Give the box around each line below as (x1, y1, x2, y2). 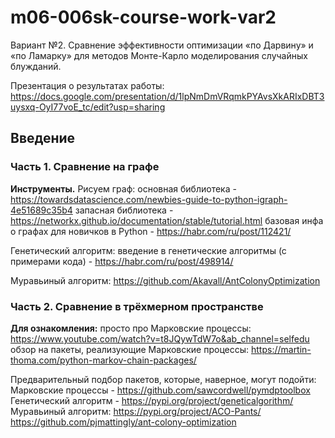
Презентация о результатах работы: (10, 79, 165, 91)
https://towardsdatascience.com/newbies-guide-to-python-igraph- (10, 193, 288, 205)
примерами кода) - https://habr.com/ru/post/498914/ (10, 255, 234, 267)
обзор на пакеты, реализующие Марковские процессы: (10, 343, 250, 355)
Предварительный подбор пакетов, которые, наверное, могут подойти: (10, 373, 317, 385)
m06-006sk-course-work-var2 (10, 6, 277, 29)
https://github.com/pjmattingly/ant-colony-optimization (10, 416, 237, 428)
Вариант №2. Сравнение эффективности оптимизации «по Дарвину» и (10, 39, 314, 51)
